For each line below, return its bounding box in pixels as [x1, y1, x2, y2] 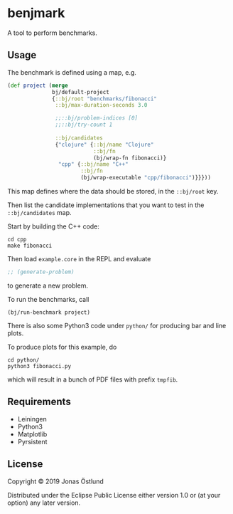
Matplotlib [17, 429, 48, 439]
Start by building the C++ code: [7, 222, 99, 231]
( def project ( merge [7, 82, 69, 89]
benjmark [7, 5, 65, 21]
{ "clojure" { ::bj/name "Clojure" [55, 141, 154, 148]
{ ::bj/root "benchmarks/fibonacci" [52, 95, 158, 103]
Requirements [7, 396, 71, 408]
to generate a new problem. [7, 281, 89, 290]
